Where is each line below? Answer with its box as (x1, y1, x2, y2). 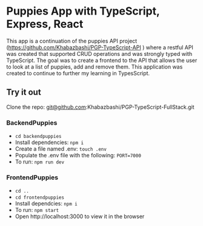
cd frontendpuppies (15, 194, 65, 201)
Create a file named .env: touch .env (15, 145, 107, 152)
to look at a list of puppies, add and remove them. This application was (6, 63, 183, 70)
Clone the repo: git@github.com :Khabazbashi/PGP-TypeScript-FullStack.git (6, 103, 195, 111)
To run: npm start (15, 207, 59, 214)
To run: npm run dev (15, 158, 65, 165)
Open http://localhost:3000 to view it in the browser (15, 213, 145, 220)
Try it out (6, 87, 41, 98)
